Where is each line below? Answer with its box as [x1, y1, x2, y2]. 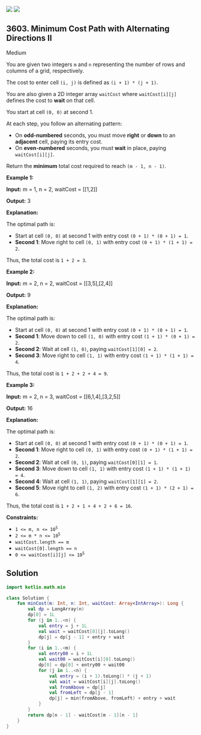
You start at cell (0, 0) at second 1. [6, 108, 94, 115]
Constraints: [6, 514, 38, 521]
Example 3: [6, 381, 35, 388]
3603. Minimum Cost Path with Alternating [6, 24, 170, 34]
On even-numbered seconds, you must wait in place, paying [14, 144, 167, 151]
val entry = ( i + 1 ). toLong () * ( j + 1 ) [49, 673, 152, 679]
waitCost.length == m [14, 539, 69, 545]
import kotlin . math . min [6, 584, 66, 590]
